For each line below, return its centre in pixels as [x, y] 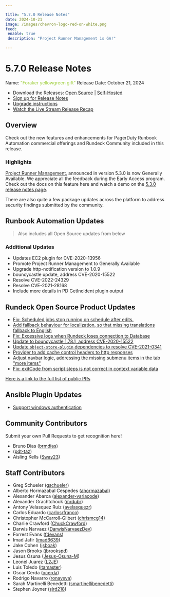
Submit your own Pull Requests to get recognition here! [64, 436]
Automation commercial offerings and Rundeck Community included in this [85, 143]
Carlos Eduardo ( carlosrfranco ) [46, 513]
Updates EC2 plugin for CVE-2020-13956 [57, 258]
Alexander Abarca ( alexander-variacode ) [56, 496]
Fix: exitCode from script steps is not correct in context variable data [85, 368]
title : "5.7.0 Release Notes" [38, 14]
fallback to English [32, 330]
